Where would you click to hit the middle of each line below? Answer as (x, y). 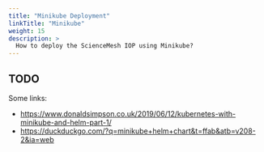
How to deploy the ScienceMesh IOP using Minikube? (105, 46)
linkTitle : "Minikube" (47, 23)
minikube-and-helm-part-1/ (66, 122)
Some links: (28, 98)
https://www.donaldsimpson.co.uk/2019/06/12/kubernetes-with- (128, 113)
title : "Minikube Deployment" (60, 16)
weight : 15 (27, 31)
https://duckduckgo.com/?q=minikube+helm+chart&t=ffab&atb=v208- (138, 131)
